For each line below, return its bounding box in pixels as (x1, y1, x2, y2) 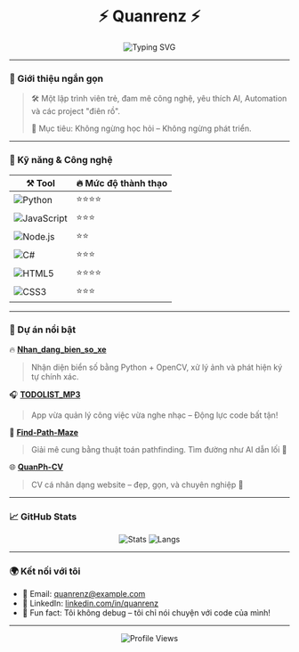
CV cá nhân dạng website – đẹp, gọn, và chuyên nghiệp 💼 (30, 479, 244, 490)
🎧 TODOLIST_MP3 (9, 388, 81, 400)
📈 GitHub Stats (9, 510, 77, 523)
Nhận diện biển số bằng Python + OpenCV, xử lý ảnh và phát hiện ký (30, 362, 283, 372)
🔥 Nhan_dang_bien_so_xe (9, 344, 107, 355)
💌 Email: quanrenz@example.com (21, 589, 146, 599)
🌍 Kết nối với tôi (9, 566, 81, 578)
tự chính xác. (30, 371, 79, 382)
